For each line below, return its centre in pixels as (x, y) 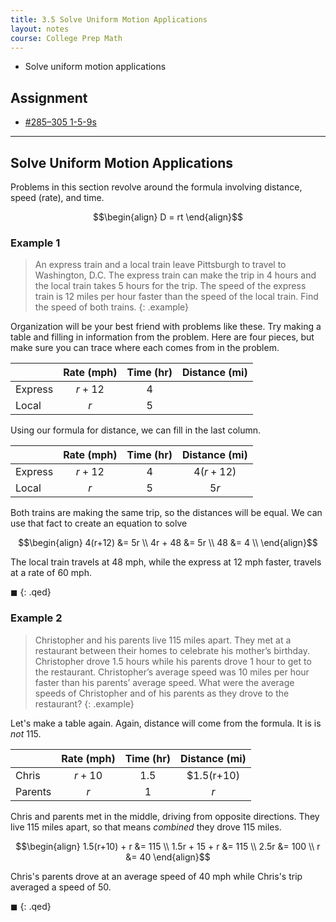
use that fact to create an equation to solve (99, 523)
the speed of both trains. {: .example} (112, 307)
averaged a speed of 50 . (61, 887)
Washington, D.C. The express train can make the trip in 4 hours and (175, 275)
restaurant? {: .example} (84, 703)
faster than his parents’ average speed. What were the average (164, 682)
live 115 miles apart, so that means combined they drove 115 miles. (146, 827)
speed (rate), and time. (57, 197)
